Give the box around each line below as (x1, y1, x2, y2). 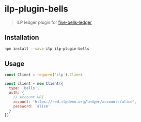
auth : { (9, 91, 25, 95)
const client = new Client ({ (4, 81, 63, 86)
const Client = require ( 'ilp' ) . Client (4, 73, 83, 77)
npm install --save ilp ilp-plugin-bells (4, 46, 90, 51)
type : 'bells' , (9, 86, 40, 91)
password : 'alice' (13, 104, 50, 108)
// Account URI (13, 94, 44, 100)
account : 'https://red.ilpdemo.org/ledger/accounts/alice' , (13, 99, 137, 104)
